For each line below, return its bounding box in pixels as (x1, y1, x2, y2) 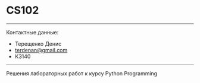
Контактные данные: (6, 28, 59, 36)
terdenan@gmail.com (14, 46, 68, 53)
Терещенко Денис (14, 40, 62, 47)
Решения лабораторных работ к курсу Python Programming (6, 69, 158, 77)
